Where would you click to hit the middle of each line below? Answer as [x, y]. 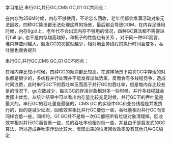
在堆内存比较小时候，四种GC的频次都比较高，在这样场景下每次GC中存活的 [83, 72]
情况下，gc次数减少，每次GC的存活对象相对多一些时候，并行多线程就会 [89, 91]
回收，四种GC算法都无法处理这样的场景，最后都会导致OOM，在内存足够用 [87, 25]
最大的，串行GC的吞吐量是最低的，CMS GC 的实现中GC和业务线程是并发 [82, 104]
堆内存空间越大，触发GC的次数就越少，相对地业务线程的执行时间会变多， [82, 44]
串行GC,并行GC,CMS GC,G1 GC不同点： [47, 61]
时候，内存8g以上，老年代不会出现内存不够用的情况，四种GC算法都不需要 [83, 31]
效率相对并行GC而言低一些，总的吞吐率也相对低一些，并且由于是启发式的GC [85, 123]
